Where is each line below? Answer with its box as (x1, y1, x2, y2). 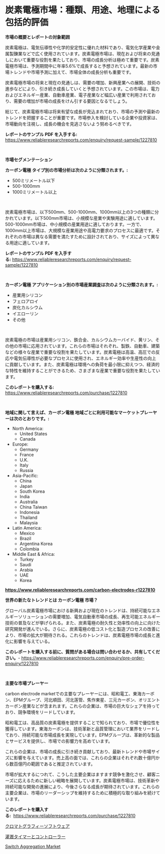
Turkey (19, 556, 34, 562)
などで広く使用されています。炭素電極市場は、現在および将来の (22, 50, 151, 57)
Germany (19, 446, 38, 452)
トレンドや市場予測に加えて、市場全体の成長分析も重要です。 (9, 69, 134, 75)
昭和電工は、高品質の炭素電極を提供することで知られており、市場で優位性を (5, 719, 160, 725)
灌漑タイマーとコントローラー (5, 833, 66, 839)
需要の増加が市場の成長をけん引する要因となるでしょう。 (13, 98, 130, 104)
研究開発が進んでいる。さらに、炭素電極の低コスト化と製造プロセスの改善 (5, 626, 156, 632)
